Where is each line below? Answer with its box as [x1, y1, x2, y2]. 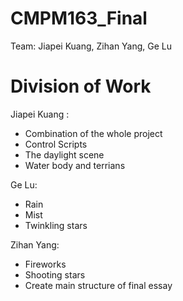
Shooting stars [24, 268, 86, 281]
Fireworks [24, 258, 67, 270]
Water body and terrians [24, 159, 126, 171]
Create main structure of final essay [24, 279, 173, 291]
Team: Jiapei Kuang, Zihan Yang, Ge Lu [10, 40, 173, 52]
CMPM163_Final [10, 7, 148, 30]
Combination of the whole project [24, 127, 163, 139]
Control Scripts [24, 138, 88, 150]
